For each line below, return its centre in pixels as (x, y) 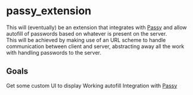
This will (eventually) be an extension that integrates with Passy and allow (96, 27)
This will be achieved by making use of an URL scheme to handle (86, 40)
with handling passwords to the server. (54, 52)
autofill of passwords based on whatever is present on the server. (87, 33)
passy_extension (49, 11)
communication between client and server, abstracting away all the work (95, 46)
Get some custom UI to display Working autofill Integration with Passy (92, 85)
